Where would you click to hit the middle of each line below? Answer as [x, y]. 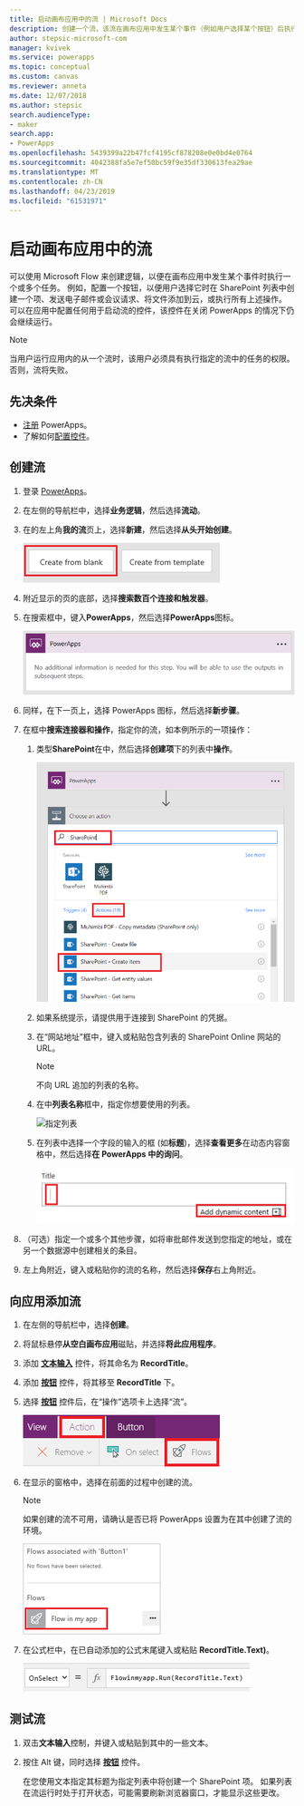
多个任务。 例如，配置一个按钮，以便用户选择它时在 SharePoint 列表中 [156, 288]
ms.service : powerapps [52, 58]
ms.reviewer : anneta [48, 86]
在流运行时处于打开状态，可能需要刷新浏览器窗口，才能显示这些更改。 [153, 1792]
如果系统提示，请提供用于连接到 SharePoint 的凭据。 [134, 1017]
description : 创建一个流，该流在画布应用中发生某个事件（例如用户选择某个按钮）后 [147, 29]
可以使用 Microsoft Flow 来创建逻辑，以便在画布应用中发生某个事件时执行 [146, 277]
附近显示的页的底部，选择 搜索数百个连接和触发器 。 [118, 597]
